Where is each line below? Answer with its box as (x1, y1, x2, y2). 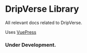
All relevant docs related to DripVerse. (5, 20, 83, 26)
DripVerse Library (5, 3, 79, 15)
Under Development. (5, 41, 56, 48)
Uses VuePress (5, 29, 37, 35)
